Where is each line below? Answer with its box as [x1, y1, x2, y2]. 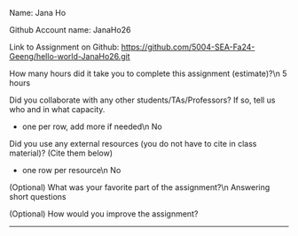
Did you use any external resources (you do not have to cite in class [9, 139, 257, 148]
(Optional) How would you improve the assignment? [9, 209, 199, 219]
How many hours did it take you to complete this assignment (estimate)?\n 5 [9, 68, 287, 79]
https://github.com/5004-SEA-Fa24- [121, 42, 255, 52]
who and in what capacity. [9, 104, 106, 114]
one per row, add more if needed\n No [21, 121, 162, 132]
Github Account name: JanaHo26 [9, 25, 131, 34]
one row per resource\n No [21, 165, 122, 175]
